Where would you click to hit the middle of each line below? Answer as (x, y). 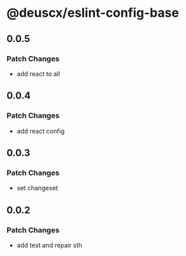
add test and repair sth (49, 245)
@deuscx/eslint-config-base (93, 13)
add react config (41, 131)
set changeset (37, 188)
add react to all (38, 73)
